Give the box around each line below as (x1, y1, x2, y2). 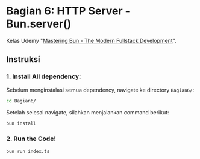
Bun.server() (6, 17, 72, 31)
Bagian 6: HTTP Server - (6, 4, 131, 18)
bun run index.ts (6, 148, 50, 154)
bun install (6, 120, 36, 126)
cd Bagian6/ (6, 98, 36, 104)
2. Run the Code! (6, 134, 56, 143)
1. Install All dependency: (6, 72, 81, 81)
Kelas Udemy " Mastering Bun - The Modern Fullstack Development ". (6, 37, 177, 44)
